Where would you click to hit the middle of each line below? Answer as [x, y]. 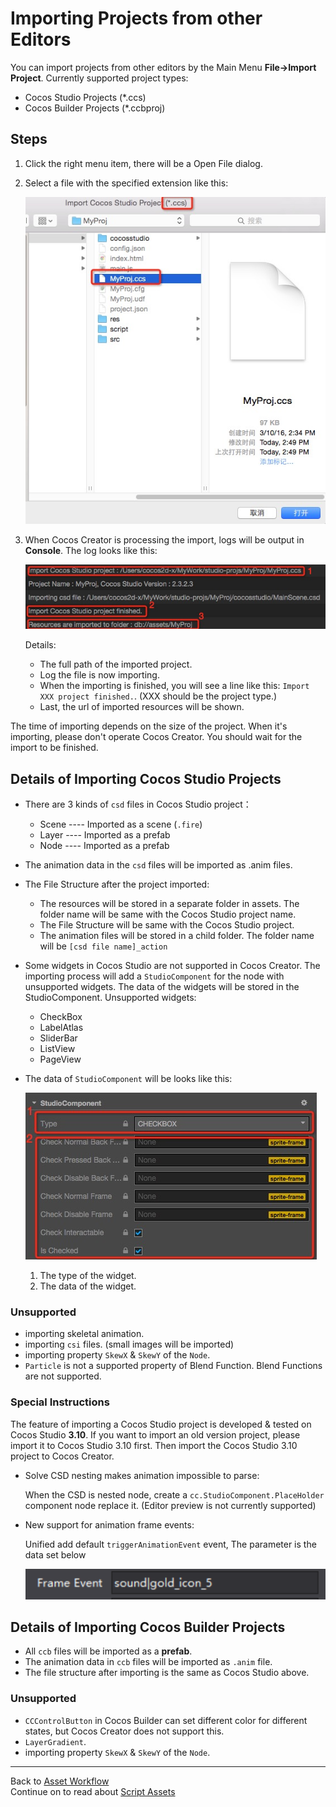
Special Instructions [60, 1402]
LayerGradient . [55, 1741]
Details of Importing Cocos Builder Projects [148, 1627]
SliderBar [58, 1038]
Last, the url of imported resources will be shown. [142, 707]
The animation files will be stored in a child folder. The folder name [177, 936]
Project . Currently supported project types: [99, 78]
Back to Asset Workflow [60, 1781]
